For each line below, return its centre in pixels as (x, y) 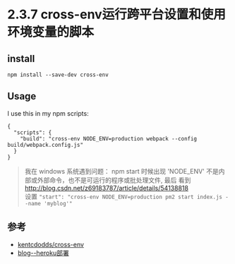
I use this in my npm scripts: (48, 113)
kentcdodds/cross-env (51, 244)
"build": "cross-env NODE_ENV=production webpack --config (109, 138)
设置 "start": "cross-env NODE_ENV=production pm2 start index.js (123, 196)
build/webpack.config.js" (45, 145)
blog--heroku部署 (43, 253)
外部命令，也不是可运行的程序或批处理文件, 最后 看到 (114, 180)
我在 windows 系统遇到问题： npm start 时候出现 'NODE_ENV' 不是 (121, 171)
